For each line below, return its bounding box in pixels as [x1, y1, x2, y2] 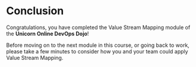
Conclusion [6, 4, 64, 18]
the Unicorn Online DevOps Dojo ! [6, 30, 89, 37]
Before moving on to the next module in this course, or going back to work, [6, 42, 190, 49]
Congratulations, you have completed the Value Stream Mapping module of [6, 24, 191, 31]
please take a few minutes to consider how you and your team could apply [6, 47, 188, 55]
